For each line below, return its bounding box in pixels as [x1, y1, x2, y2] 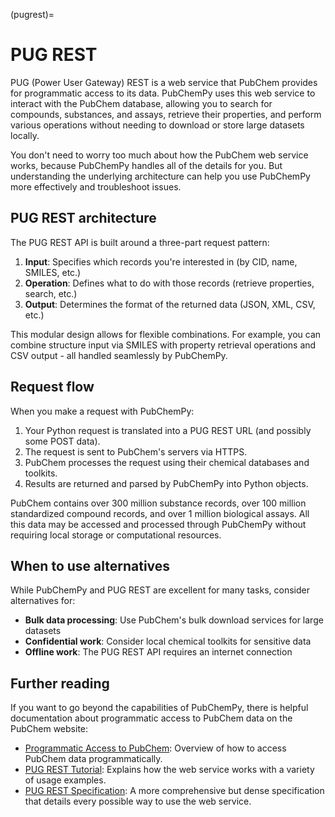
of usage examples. [24, 774, 107, 786]
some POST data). [24, 435, 101, 447]
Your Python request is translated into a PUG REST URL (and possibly [24, 424, 312, 436]
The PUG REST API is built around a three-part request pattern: [10, 236, 270, 248]
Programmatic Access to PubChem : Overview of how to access [24, 742, 287, 754]
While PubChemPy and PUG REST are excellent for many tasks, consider [10, 584, 310, 596]
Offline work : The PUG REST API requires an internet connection [24, 646, 293, 658]
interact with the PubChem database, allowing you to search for [10, 97, 273, 109]
